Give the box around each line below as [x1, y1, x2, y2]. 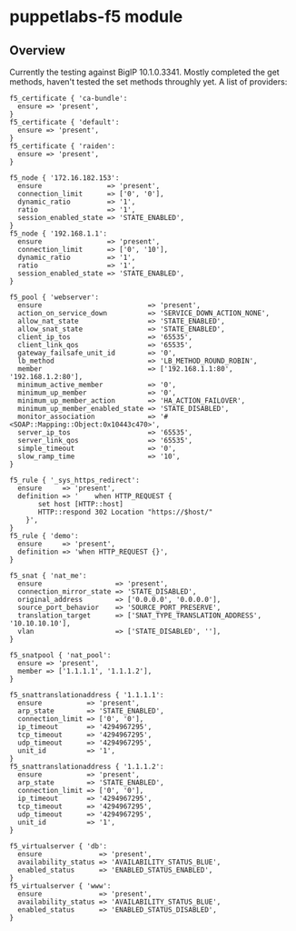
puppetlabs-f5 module [9, 6, 183, 27]
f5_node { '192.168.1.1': [9, 229, 107, 238]
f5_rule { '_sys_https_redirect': [9, 476, 141, 485]
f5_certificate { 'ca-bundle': [9, 94, 128, 103]
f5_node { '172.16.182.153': [9, 174, 120, 183]
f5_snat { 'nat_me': [9, 571, 88, 580]
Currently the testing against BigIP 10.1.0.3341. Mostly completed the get [9, 66, 280, 77]
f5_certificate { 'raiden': [9, 142, 116, 151]
